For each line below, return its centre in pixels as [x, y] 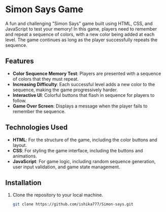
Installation [23, 183]
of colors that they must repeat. [45, 79]
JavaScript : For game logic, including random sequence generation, [84, 161]
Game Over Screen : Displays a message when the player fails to [80, 106]
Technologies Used [36, 128]
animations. [25, 156]
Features [20, 61]
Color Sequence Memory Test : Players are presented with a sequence [87, 73]
